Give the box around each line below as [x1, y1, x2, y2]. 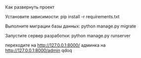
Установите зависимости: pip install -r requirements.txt [5, 14, 120, 19]
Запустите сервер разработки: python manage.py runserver [5, 33, 131, 38]
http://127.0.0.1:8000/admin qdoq [5, 48, 73, 53]
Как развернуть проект [5, 4, 54, 10]
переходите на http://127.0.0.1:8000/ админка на [5, 42, 106, 48]
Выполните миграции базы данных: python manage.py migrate [5, 23, 136, 29]
